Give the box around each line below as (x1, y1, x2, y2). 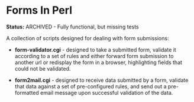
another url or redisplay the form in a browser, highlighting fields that (14, 59, 182, 66)
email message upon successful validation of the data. (40, 89, 173, 96)
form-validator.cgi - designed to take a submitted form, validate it (14, 46, 176, 53)
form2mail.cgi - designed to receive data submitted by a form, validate (14, 76, 189, 84)
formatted (14, 89, 40, 96)
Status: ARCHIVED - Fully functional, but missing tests (6, 23, 139, 30)
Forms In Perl (6, 4, 73, 17)
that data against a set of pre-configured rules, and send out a (14, 82, 167, 90)
